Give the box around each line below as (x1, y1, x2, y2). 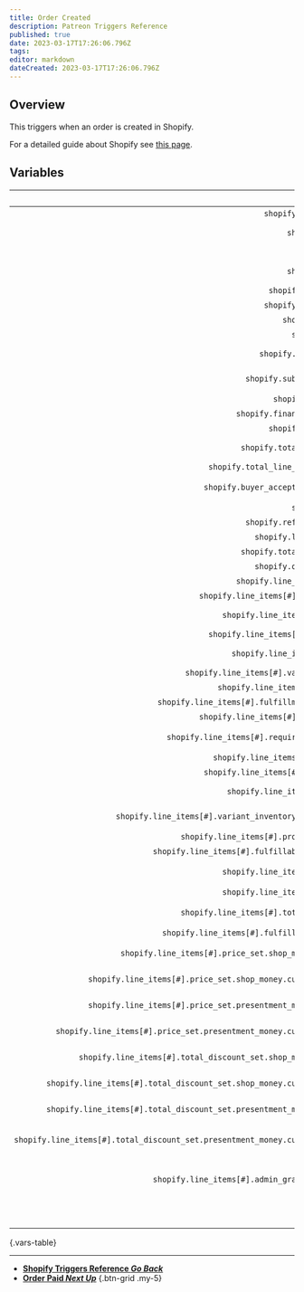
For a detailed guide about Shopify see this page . (9, 138, 193, 149)
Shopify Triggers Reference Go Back (22, 1263, 164, 1274)
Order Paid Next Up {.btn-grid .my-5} (22, 1272, 163, 1283)
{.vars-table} (9, 1237, 57, 1248)
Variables (9, 165, 65, 181)
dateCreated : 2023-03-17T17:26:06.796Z (9, 64, 160, 73)
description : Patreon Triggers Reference (9, 22, 168, 31)
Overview (9, 97, 66, 113)
